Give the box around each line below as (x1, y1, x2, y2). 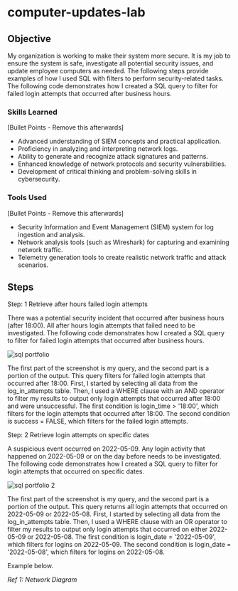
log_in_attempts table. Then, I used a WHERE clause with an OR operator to (7, 518, 227, 526)
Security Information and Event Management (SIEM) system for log (17, 222, 215, 231)
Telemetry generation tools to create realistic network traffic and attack (17, 253, 227, 261)
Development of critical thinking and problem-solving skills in (17, 167, 198, 176)
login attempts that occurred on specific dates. (7, 467, 144, 476)
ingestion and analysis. (17, 230, 85, 239)
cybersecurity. (17, 175, 60, 184)
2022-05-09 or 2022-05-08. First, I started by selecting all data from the (7, 510, 221, 518)
